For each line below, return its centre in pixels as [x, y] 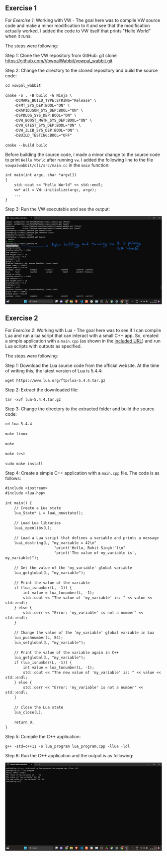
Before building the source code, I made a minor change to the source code [83, 155]
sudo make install [24, 464]
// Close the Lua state [39, 707]
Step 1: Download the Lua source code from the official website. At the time [82, 365]
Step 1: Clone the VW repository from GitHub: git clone [61, 55]
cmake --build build [27, 145]
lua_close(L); [29, 712]
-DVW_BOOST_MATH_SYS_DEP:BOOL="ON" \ [53, 120]
